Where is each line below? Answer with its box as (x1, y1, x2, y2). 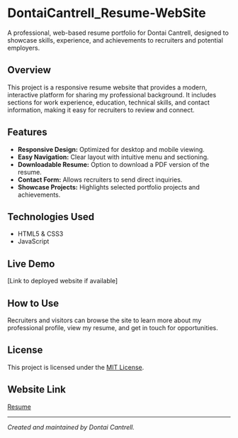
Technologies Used (7, 211, 94, 223)
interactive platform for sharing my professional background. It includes (7, 90, 217, 99)
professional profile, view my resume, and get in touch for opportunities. (7, 324, 218, 332)
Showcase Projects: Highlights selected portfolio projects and (17, 182, 200, 191)
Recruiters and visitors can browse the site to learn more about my (7, 316, 202, 324)
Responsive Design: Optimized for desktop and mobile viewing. (17, 145, 205, 153)
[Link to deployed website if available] (7, 277, 118, 285)
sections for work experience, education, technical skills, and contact (7, 98, 210, 106)
